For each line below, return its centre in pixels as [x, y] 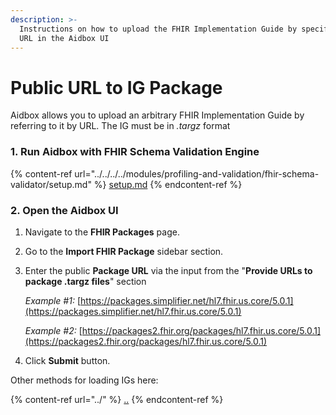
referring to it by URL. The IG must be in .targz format [120, 126]
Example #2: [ [53, 330]
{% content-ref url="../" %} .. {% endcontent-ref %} [117, 399]
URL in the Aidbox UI [64, 38]
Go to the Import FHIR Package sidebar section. [124, 251]
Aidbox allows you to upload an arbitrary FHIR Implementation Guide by [157, 115]
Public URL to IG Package [116, 87]
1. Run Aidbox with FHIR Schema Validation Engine [135, 152]
